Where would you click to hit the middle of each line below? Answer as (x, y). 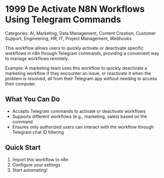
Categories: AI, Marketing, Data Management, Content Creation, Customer (81, 33)
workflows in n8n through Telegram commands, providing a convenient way (82, 53)
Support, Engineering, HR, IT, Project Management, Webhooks (68, 38)
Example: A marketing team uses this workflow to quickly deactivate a (76, 68)
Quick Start (23, 148)
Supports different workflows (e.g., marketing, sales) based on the (80, 116)
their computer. (21, 84)
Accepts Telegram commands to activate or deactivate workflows (79, 111)
